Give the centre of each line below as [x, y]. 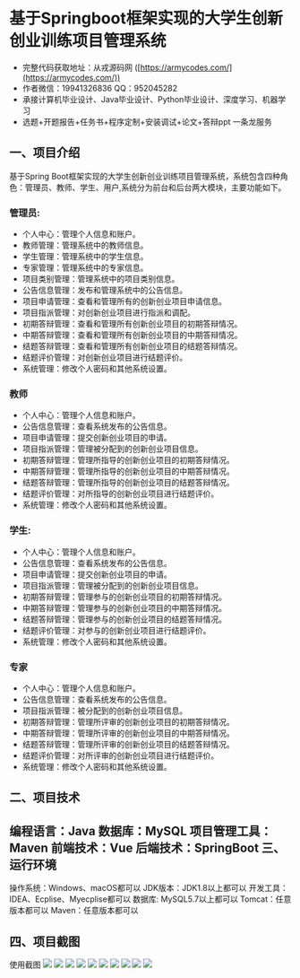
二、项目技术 [45, 798]
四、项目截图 [45, 942]
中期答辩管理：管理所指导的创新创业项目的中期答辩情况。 [128, 471]
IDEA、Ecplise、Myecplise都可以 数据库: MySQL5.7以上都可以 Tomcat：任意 [150, 899]
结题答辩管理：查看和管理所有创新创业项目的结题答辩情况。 [132, 346]
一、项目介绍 [45, 153]
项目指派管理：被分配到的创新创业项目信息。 [105, 711]
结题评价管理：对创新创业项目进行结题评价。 [105, 358]
